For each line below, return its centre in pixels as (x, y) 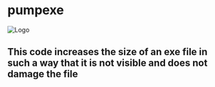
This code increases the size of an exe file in (107, 52)
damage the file (43, 74)
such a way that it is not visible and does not (107, 63)
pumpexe (36, 10)
